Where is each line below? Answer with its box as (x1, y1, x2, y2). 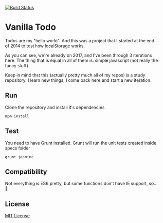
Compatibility (5, 167, 47, 176)
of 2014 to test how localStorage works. (5, 43, 85, 49)
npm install (5, 113, 29, 119)
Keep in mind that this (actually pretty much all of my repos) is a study (5, 72, 145, 78)
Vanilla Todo (5, 22, 56, 33)
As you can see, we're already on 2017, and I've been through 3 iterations (5, 52, 152, 58)
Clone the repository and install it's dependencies (5, 104, 105, 110)
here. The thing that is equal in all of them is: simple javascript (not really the (5, 57, 158, 63)
